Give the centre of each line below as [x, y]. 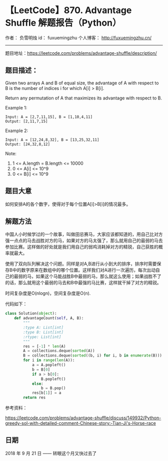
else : [37, 384]
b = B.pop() [53, 388]
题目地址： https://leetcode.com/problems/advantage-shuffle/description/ [81, 53]
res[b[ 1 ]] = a [46, 393]
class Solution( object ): [31, 314]
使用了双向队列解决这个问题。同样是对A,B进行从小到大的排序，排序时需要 [81, 264]
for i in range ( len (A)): [49, 360]
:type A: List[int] [43, 327]
